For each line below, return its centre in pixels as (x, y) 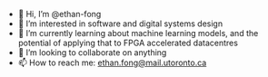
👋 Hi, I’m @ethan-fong (60, 14)
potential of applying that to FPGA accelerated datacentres (128, 43)
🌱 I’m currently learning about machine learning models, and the (138, 33)
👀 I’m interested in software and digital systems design (120, 24)
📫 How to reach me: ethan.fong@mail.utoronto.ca (112, 63)
